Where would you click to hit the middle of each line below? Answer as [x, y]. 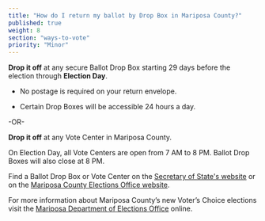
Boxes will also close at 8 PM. [57, 161]
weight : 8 [25, 30]
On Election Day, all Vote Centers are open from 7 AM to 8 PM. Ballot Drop [129, 153]
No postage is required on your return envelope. [98, 91]
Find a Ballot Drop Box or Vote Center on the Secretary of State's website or [132, 177]
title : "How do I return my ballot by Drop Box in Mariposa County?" [125, 15]
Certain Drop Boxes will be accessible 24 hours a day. [108, 107]
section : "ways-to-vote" [49, 38]
